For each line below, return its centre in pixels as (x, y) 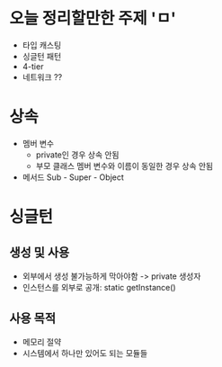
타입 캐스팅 (42, 45)
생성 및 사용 (40, 253)
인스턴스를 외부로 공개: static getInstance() (99, 287)
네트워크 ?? (42, 76)
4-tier (33, 66)
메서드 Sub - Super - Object (73, 177)
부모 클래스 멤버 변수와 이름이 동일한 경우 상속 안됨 (124, 166)
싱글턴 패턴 (42, 56)
